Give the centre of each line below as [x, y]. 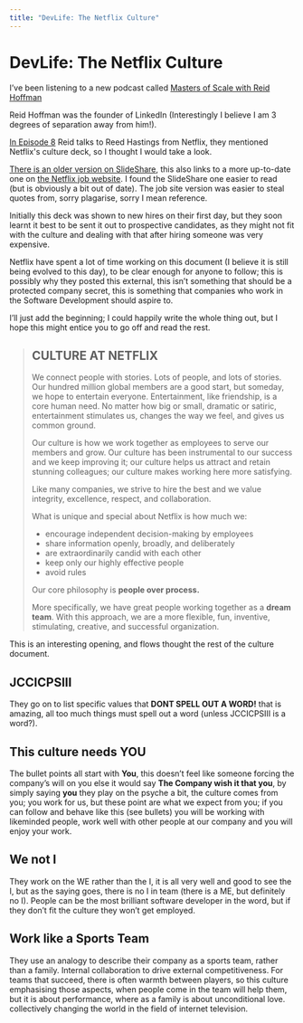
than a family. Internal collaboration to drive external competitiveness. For [146, 970]
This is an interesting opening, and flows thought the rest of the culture [142, 644]
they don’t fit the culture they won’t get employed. [103, 910]
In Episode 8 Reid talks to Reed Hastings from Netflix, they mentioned [139, 142]
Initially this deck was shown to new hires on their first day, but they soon [146, 215]
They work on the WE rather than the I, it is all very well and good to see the [151, 881]
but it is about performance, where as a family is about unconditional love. [147, 999]
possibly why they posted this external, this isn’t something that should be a [151, 280]
